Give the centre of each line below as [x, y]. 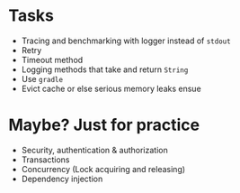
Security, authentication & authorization [94, 150]
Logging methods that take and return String [105, 69]
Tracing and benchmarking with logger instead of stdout [126, 41]
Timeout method [52, 60]
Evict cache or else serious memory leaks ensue [111, 88]
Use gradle [42, 78]
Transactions [45, 160]
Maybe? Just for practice [104, 125]
